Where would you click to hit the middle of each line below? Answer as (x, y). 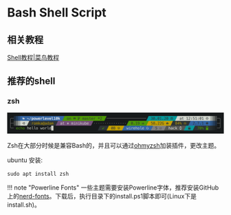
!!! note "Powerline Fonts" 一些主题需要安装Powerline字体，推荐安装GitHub (113, 188)
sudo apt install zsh (38, 174)
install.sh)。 (24, 205)
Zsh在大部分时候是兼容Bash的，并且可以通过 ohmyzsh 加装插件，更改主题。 (114, 145)
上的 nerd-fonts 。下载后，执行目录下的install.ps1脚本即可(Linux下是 (102, 196)
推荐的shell (31, 81)
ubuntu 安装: (25, 160)
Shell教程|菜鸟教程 (33, 57)
